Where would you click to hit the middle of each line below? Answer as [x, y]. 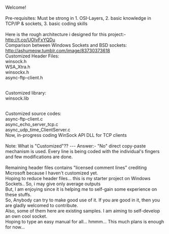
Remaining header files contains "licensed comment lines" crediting [76, 168]
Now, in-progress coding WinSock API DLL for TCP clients [66, 135]
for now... [15, 227]
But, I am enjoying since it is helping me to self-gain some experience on [81, 189]
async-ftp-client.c [24, 119]
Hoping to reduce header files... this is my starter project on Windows [78, 178]
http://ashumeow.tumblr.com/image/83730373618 [58, 51]
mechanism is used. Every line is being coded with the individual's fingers [82, 151]
